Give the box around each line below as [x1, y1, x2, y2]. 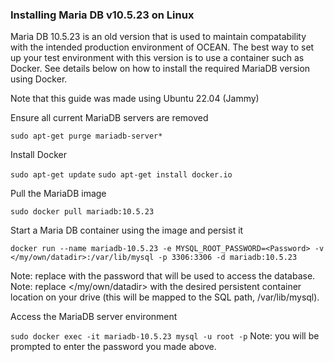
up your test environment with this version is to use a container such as [10, 52, 305, 64]
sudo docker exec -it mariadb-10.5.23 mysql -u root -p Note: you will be [10, 330, 320, 342]
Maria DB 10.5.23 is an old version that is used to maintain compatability [10, 31, 307, 43]
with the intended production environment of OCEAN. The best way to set [10, 41, 315, 53]
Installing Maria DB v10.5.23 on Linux [10, 8, 195, 22]
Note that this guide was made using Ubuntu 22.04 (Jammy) [10, 93, 260, 105]
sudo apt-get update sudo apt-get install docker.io [10, 170, 233, 180]
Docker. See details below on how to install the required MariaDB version [10, 63, 311, 75]
